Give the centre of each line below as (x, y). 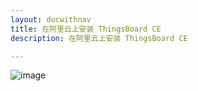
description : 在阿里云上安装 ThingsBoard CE (99, 38)
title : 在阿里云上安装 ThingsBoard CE (86, 29)
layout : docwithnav (51, 19)
